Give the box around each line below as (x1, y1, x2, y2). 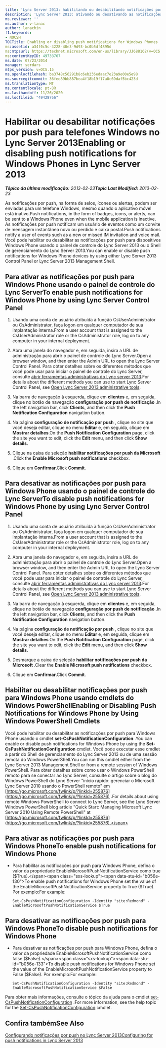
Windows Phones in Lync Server (5, 158, 141, 170)
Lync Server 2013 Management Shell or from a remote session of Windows (5, 762, 158, 768)
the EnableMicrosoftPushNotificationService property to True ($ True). (12, 884, 155, 890)
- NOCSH (5, 35, 21, 40)
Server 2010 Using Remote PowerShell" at (5, 809, 91, 815)
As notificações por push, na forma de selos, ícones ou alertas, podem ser (5, 200, 157, 206)
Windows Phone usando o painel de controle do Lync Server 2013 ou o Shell (5, 243, 161, 248)
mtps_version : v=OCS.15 (5, 67, 54, 72)
